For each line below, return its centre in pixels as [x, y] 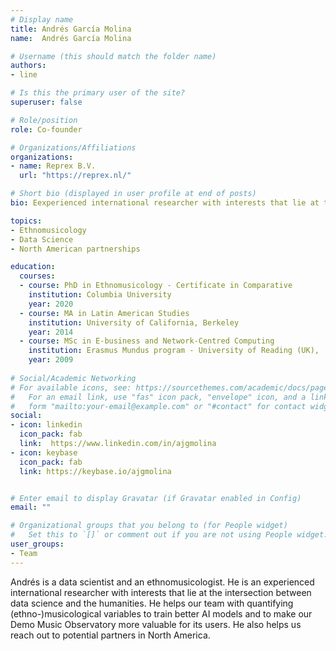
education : [33, 267]
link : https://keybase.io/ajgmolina [95, 471]
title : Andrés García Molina [71, 29]
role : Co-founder [46, 129]
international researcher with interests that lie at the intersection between [161, 592]
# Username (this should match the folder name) [113, 56]
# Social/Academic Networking [73, 378]
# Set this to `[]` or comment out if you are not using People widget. [169, 535]
